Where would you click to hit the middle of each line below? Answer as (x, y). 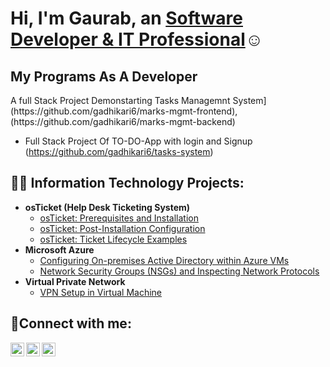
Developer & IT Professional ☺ (137, 39)
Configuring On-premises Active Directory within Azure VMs (164, 260)
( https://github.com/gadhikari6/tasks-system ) (119, 151)
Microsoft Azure (59, 249)
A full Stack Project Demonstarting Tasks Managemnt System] (138, 100)
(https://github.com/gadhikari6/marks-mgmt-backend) (123, 121)
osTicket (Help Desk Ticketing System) (107, 207)
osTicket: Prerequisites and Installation (119, 218)
